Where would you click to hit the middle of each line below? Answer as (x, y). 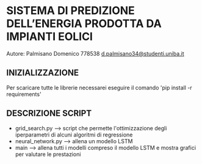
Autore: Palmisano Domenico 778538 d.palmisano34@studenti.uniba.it (95, 53)
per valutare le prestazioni (48, 154)
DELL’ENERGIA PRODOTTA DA (84, 24)
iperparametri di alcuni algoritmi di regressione (74, 135)
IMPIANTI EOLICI (50, 37)
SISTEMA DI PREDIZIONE (71, 11)
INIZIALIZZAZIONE (43, 73)
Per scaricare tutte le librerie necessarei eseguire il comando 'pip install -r (99, 88)
